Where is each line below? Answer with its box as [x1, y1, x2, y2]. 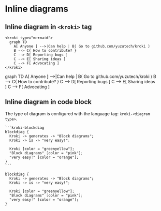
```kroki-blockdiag [5, 125, 44, 130]
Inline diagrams [5, 3, 69, 15]
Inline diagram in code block [5, 98, 92, 106]
